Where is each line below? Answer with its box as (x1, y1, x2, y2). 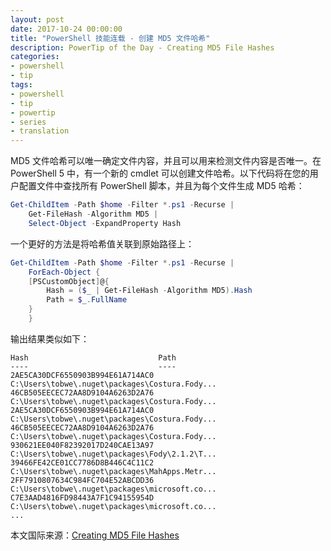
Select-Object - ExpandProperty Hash (28, 218, 182, 228)
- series (10, 117, 47, 127)
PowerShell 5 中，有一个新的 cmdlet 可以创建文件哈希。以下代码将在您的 (10, 167, 310, 180)
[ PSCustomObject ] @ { (28, 276, 110, 286)
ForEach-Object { (28, 267, 101, 277)
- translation (10, 126, 70, 136)
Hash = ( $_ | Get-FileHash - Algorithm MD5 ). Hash (46, 286, 253, 296)
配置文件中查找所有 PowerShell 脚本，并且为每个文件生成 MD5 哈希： (18, 180, 305, 192)
